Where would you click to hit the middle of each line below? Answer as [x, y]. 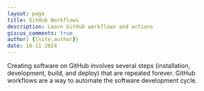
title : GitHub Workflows [43, 20]
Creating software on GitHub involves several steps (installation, [99, 66]
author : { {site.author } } [43, 40]
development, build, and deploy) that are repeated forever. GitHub [101, 73]
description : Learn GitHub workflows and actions [80, 26]
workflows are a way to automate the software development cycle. [102, 80]
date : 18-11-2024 [32, 46]
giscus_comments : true [40, 33]
